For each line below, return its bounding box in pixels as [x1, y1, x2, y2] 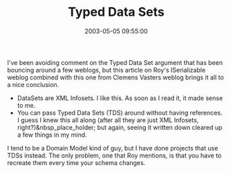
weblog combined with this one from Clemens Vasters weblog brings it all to [7, 73, 224, 81]
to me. [17, 101, 36, 109]
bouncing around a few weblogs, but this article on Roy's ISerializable [7, 66, 206, 74]
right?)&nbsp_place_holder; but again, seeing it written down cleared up [17, 123, 223, 131]
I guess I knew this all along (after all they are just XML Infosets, [17, 115, 199, 124]
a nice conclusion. [7, 80, 59, 88]
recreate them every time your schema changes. [7, 158, 146, 166]
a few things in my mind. [17, 130, 88, 139]
